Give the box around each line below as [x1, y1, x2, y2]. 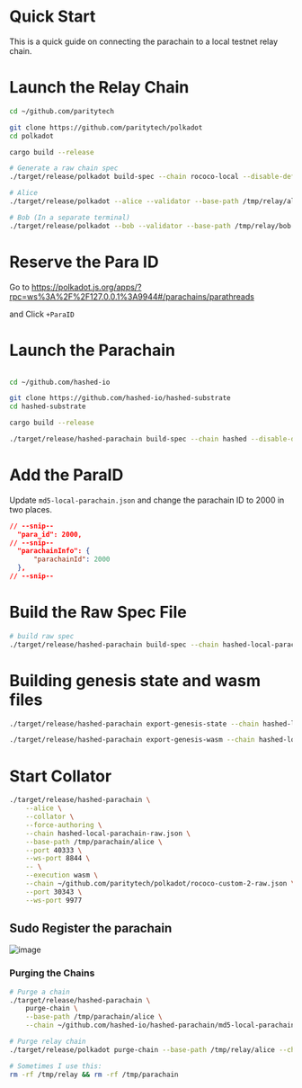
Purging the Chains [9, 967, 95, 979]
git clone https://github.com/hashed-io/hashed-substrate [9, 394, 231, 403]
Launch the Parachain [9, 340, 176, 361]
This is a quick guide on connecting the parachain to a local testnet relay [9, 36, 279, 47]
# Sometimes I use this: [9, 1061, 102, 1071]
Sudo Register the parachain [9, 921, 173, 936]
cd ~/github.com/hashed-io [9, 378, 111, 387]
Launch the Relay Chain [9, 77, 190, 98]
